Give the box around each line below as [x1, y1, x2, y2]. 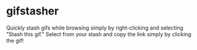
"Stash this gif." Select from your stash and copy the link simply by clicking [6, 30, 192, 37]
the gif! [6, 37, 24, 44]
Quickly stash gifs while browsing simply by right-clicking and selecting [6, 24, 184, 31]
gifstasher [6, 4, 59, 18]
